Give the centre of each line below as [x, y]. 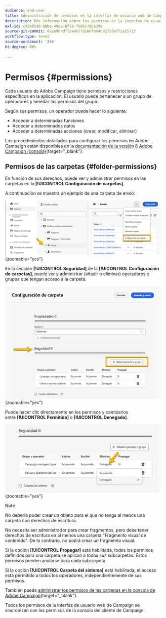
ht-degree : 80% [21, 47]
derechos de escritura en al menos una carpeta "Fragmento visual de [76, 535]
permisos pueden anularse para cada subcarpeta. [56, 560]
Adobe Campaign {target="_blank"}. [41, 595]
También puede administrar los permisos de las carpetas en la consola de [80, 590]
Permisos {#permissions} [59, 77]
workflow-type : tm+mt [27, 37]
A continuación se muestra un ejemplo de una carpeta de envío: [70, 193]
